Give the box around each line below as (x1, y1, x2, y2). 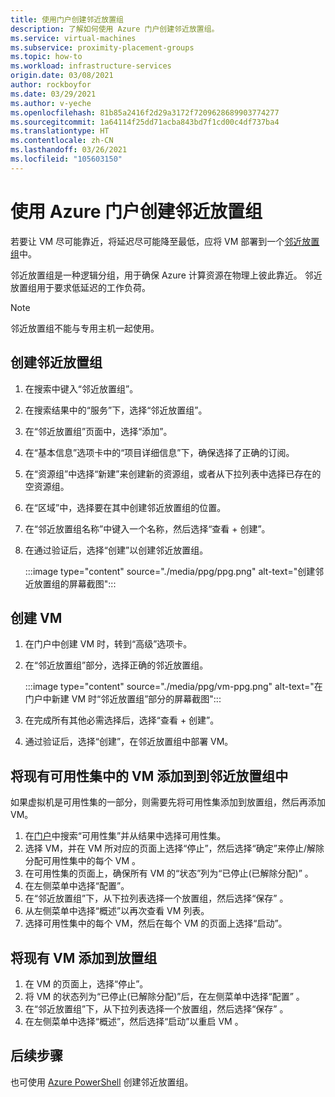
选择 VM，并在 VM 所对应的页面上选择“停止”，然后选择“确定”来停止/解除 (24, 842, 325, 855)
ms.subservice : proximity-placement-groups (10, 42, 195, 53)
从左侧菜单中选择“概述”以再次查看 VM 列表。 (24, 905, 210, 917)
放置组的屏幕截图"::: (33, 577, 117, 590)
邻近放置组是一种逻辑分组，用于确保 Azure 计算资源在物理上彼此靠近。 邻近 (10, 269, 323, 281)
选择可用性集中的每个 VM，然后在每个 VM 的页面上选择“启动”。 (24, 917, 288, 930)
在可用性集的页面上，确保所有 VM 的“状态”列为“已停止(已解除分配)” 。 (24, 867, 314, 880)
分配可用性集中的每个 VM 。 (24, 855, 141, 867)
